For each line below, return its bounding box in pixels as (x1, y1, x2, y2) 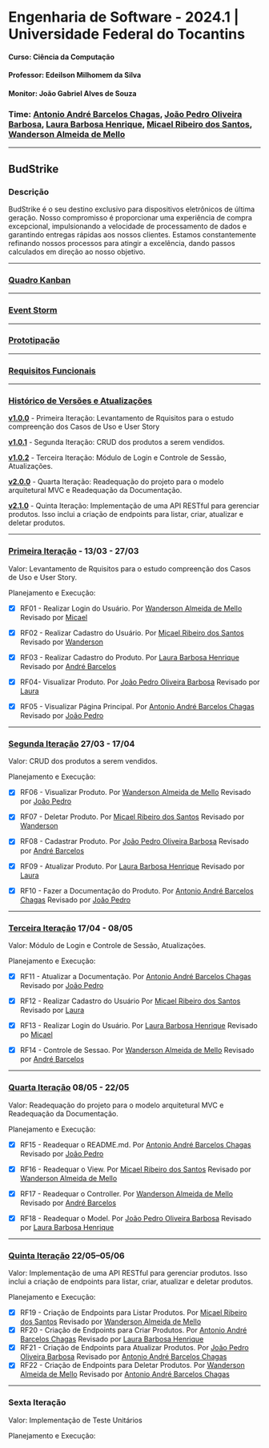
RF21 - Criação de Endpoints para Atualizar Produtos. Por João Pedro (19, 1343, 250, 1353)
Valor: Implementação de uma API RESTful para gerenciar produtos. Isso (8, 1269, 248, 1278)
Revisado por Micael (19, 612, 88, 622)
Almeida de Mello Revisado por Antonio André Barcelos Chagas (19, 1369, 230, 1379)
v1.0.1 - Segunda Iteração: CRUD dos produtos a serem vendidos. (8, 438, 226, 447)
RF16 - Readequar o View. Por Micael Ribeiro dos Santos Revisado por (19, 1164, 251, 1174)
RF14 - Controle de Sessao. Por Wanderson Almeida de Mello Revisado (19, 1046, 255, 1055)
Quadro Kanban (8, 274, 71, 285)
